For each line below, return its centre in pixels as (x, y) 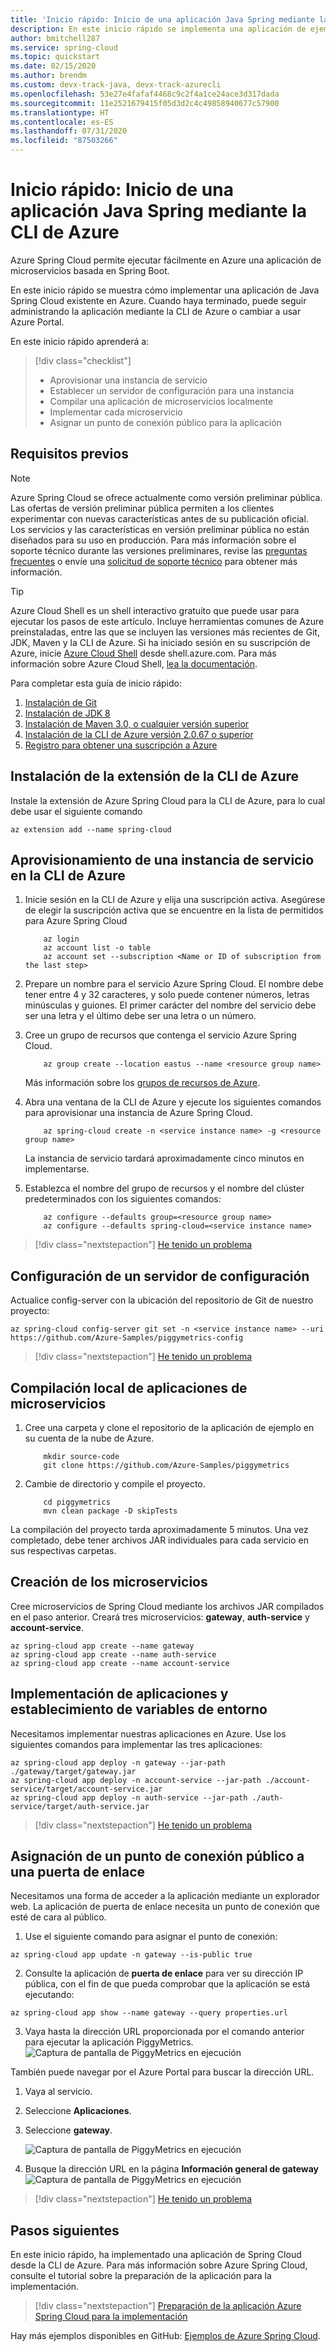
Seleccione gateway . (68, 2130)
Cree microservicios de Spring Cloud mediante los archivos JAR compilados (167, 1606)
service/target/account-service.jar (86, 1789)
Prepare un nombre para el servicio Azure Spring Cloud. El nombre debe (174, 984)
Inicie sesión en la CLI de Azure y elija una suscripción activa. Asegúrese (175, 900)
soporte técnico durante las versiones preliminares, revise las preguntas (159, 550)
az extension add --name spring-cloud (91, 829)
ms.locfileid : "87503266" (64, 141)
